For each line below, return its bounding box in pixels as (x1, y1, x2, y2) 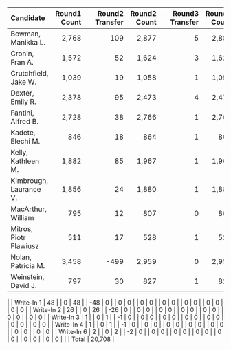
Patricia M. (10, 261, 45, 270)
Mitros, (10, 224, 33, 233)
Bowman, (10, 29, 41, 39)
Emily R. (10, 97, 36, 106)
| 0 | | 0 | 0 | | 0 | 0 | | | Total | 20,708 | (7, 335, 115, 343)
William (10, 213, 34, 222)
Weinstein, (10, 272, 45, 281)
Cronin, (10, 49, 34, 58)
